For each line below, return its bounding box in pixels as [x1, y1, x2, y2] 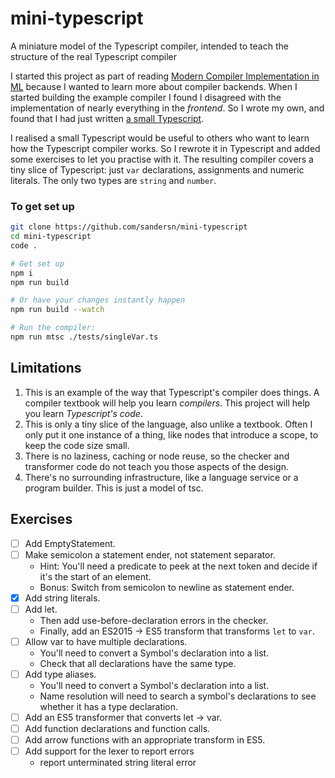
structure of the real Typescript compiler [10, 50, 177, 62]
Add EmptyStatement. [24, 537, 116, 549]
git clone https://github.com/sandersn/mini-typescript [10, 222, 248, 232]
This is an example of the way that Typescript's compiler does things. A [24, 386, 320, 398]
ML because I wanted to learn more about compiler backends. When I [10, 80, 298, 92]
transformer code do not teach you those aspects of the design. [24, 460, 290, 472]
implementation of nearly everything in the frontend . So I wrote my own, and [10, 102, 325, 114]
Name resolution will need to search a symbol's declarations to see [39, 690, 317, 702]
